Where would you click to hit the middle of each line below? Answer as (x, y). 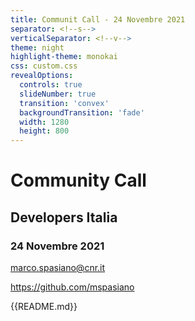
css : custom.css (44, 66)
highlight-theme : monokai (64, 57)
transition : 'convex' (64, 103)
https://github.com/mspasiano (72, 287)
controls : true (51, 85)
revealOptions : (42, 76)
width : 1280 (44, 122)
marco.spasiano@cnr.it (58, 267)
